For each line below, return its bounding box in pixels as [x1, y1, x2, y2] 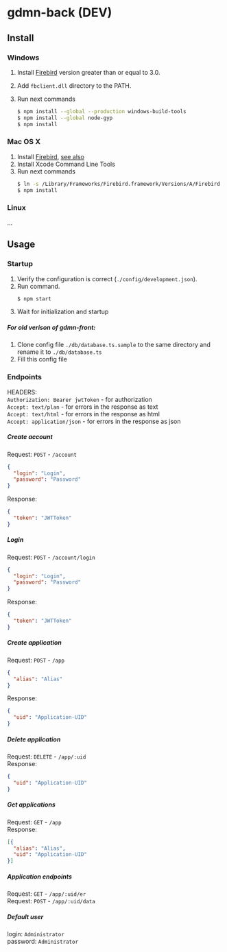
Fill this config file [16, 355, 67, 364]
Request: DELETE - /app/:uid [7, 752, 86, 761]
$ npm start [16, 295, 51, 302]
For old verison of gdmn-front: [7, 324, 96, 331]
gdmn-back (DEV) [7, 5, 112, 21]
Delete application [7, 735, 61, 743]
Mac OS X [7, 137, 41, 147]
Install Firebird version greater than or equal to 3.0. [16, 68, 160, 76]
